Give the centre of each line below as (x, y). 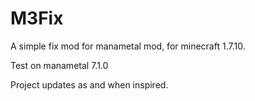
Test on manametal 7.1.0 (59, 65)
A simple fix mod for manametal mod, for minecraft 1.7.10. (128, 46)
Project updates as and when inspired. (89, 84)
